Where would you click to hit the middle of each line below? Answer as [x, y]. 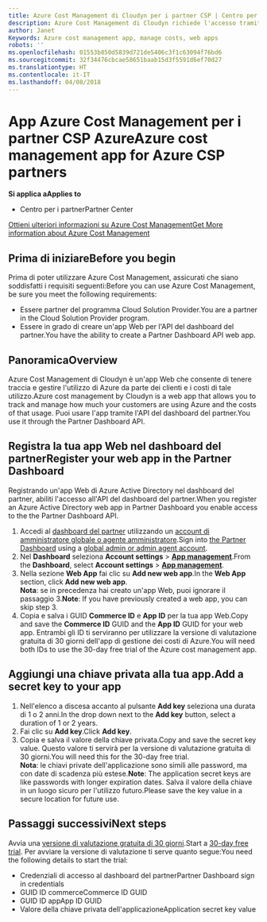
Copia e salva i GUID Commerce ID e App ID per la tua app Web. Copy [134, 615]
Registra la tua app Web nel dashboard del [115, 446]
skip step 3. [39, 607]
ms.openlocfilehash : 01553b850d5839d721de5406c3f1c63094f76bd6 [115, 52]
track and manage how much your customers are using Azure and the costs [132, 405]
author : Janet [32, 30]
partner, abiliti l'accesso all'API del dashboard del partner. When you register [133, 498]
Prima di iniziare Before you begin [92, 258]
